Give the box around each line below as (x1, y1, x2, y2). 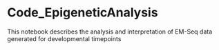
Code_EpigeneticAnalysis (7, 5, 158, 21)
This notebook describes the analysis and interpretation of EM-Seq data (7, 27, 213, 36)
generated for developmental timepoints (7, 34, 122, 42)
